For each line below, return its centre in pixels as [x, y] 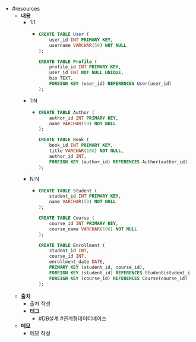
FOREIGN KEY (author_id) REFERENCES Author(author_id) [118, 162]
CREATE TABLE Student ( [68, 191]
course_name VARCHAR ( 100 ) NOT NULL [93, 229]
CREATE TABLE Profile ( [68, 62]
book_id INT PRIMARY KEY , [81, 145]
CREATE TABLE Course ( [67, 218]
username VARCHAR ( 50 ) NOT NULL [88, 45]
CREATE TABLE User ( [64, 34]
